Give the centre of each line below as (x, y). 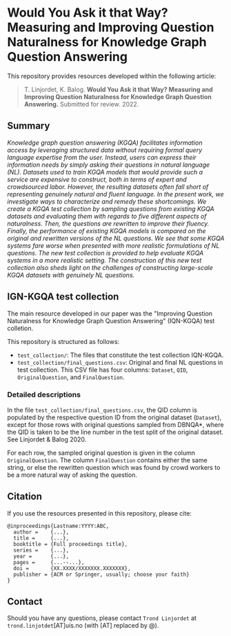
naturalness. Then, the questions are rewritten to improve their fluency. (108, 224)
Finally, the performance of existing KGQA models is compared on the (107, 230)
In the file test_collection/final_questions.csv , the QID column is (102, 410)
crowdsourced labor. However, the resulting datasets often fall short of (108, 187)
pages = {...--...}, (49, 562)
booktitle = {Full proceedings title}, (71, 544)
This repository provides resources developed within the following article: (112, 76)
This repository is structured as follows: (63, 341)
